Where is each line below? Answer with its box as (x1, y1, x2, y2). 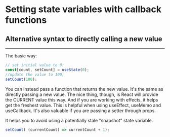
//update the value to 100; (5, 72, 65, 77)
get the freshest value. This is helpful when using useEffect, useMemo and (5, 102, 161, 108)
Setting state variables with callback (5, 4, 162, 15)
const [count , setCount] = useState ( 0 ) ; (5, 67, 90, 72)
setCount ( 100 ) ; (5, 77, 37, 82)
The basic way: (5, 53, 37, 59)
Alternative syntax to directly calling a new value (5, 35, 163, 43)
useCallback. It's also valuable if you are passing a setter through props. (5, 108, 156, 114)
